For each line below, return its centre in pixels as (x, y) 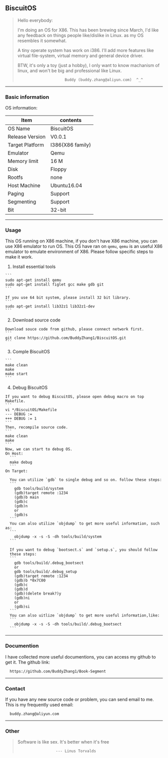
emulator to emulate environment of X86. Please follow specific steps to (79, 251)
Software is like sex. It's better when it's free (63, 742)
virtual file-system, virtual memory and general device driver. (80, 55)
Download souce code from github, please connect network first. (74, 329)
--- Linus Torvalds (76, 751)
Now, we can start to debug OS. (39, 449)
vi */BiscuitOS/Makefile (31, 410)
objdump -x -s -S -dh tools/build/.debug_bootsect (68, 624)
